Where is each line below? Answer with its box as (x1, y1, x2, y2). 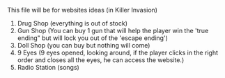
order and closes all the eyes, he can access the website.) (17, 56, 185, 64)
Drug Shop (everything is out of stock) (17, 19, 127, 27)
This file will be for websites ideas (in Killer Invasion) (7, 6, 158, 14)
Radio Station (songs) (17, 64, 80, 71)
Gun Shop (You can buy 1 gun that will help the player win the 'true (17, 27, 209, 35)
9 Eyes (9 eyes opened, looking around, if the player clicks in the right (17, 48, 218, 57)
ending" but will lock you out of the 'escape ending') (17, 34, 169, 42)
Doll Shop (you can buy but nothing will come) (17, 41, 150, 49)
